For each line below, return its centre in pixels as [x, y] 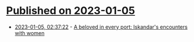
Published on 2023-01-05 [71, 11]
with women [29, 33]
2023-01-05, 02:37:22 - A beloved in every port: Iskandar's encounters [101, 27]
